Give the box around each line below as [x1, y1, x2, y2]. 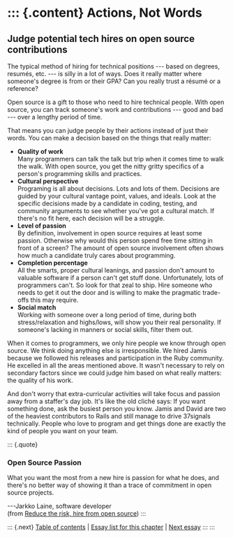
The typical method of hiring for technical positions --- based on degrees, [7, 62, 220, 71]
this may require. [30, 296, 79, 304]
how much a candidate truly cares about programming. [17, 252, 176, 259]
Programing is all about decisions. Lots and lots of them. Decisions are [17, 184, 220, 193]
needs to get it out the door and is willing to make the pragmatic [17, 289, 201, 296]
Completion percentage [17, 259, 89, 267]
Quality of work [17, 147, 64, 155]
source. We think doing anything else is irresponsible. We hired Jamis [7, 347, 207, 354]
